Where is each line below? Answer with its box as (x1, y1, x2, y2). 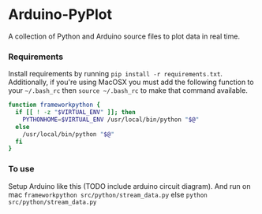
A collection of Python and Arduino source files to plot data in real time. (8, 31, 241, 41)
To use (8, 164, 35, 175)
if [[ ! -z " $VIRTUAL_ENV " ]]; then (15, 109, 136, 116)
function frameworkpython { (8, 101, 101, 109)
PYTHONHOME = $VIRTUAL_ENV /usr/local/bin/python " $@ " (22, 116, 200, 124)
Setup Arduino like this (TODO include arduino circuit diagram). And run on (8, 181, 251, 190)
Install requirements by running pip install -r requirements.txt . (8, 69, 223, 79)
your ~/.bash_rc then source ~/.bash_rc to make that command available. (8, 86, 249, 95)
